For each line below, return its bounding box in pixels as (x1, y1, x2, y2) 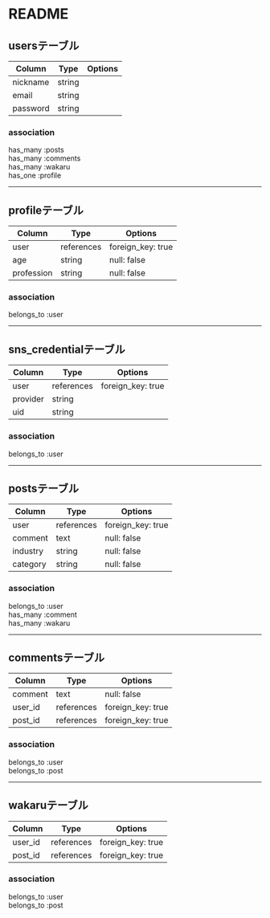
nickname (12, 77, 50, 88)
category (12, 559, 47, 570)
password (12, 103, 50, 113)
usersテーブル (8, 39, 80, 52)
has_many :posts (8, 145, 64, 155)
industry (12, 545, 44, 557)
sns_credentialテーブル (8, 342, 126, 356)
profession (12, 267, 53, 279)
